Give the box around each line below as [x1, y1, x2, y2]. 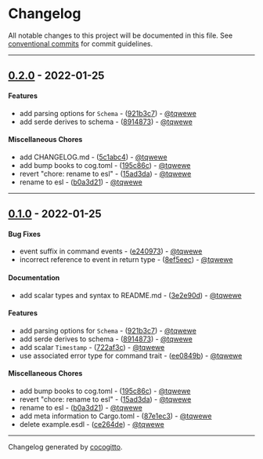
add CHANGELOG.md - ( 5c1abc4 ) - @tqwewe [19, 152, 168, 162]
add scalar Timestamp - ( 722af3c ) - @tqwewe [19, 342, 165, 352]
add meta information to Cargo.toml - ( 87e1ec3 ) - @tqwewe [19, 411, 212, 421]
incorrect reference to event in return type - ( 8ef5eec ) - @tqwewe [19, 255, 233, 264]
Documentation [8, 272, 60, 282]
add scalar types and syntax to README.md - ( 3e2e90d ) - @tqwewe [19, 290, 243, 300]
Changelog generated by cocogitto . [8, 442, 123, 451]
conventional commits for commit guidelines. [8, 38, 153, 48]
